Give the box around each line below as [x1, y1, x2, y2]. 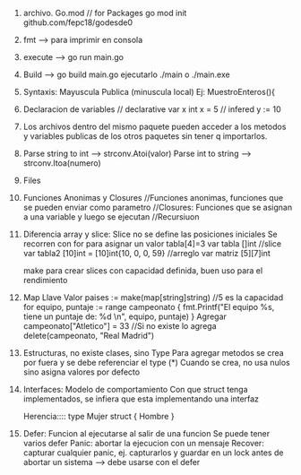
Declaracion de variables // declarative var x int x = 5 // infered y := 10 [22, 104, 281, 115]
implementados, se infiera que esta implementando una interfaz [22, 393, 259, 404]
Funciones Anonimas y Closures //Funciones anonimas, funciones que [22, 193, 284, 203]
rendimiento [22, 275, 68, 285]
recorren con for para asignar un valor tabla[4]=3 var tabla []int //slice [22, 238, 282, 249]
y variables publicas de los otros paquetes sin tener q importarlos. [22, 131, 268, 142]
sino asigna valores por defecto [22, 367, 141, 377]
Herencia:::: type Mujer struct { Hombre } [22, 411, 175, 421]
